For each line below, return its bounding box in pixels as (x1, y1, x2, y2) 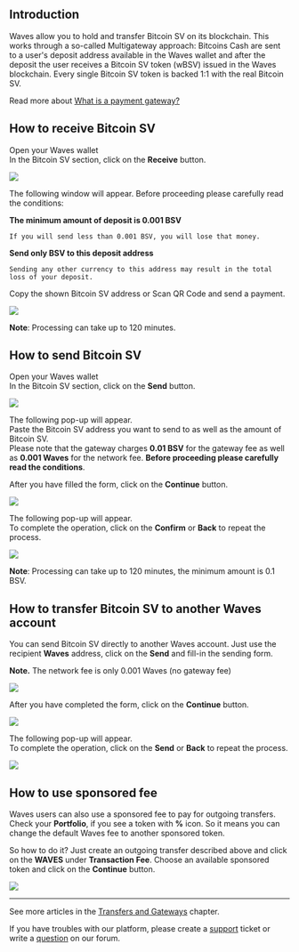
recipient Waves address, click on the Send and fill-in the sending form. (9, 649, 273, 659)
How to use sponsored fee (9, 785, 158, 800)
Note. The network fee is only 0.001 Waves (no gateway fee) (9, 666, 231, 676)
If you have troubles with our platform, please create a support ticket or (9, 924, 271, 934)
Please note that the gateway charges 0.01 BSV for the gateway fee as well (9, 443, 285, 454)
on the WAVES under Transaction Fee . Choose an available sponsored (9, 854, 270, 866)
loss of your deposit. (9, 272, 93, 281)
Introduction (9, 7, 80, 22)
